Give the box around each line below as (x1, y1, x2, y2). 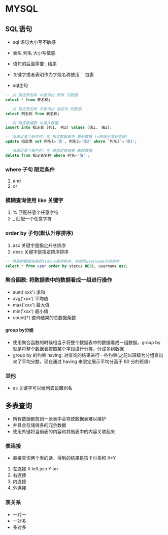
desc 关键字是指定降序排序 (12, 248, 69, 255)
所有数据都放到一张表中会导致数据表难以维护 (12, 416, 107, 421)
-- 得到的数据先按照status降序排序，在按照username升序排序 (5, 259, 120, 264)
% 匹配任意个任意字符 (12, 209, 59, 215)
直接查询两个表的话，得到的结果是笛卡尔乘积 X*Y (12, 455, 116, 461)
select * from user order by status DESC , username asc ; (5, 263, 128, 269)
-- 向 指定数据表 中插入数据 (5, 120, 58, 125)
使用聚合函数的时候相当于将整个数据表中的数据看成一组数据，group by (12, 339, 161, 345)
